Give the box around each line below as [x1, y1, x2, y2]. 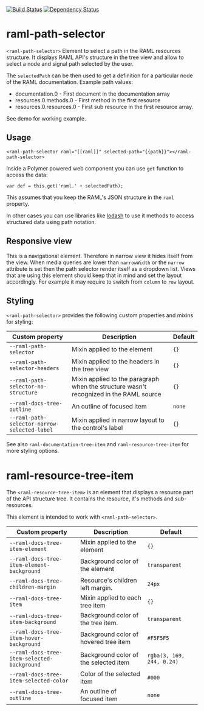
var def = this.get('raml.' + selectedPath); [6, 183, 123, 189]
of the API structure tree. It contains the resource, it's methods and [6, 495, 174, 502]
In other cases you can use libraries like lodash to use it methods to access [6, 212, 194, 219]
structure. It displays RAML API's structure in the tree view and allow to [6, 54, 184, 61]
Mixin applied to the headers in [72, 357, 160, 366]
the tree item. [80, 618, 118, 627]
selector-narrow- [9, 421, 59, 427]
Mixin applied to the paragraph [72, 375, 160, 384]
